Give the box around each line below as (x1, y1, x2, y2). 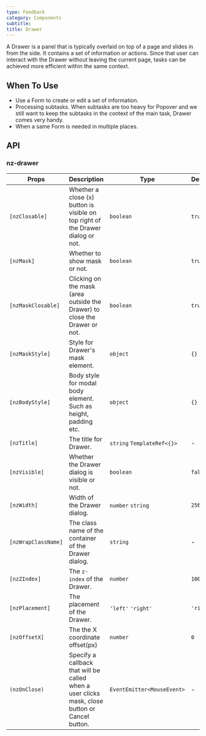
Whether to (69, 249, 101, 257)
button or (69, 704, 96, 713)
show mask (69, 256, 102, 265)
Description (69, 174, 104, 183)
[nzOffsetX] (9, 633, 45, 641)
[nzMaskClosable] (9, 302, 60, 309)
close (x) (69, 193, 95, 202)
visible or (69, 476, 96, 484)
